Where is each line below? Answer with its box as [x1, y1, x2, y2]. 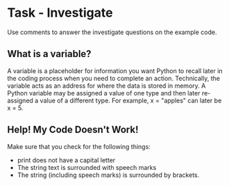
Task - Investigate [7, 5, 113, 21]
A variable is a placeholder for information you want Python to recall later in [7, 66, 223, 75]
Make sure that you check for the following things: [7, 142, 151, 150]
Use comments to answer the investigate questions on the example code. [7, 28, 217, 36]
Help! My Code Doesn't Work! [7, 124, 139, 136]
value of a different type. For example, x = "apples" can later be [40, 96, 222, 104]
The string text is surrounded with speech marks [17, 163, 157, 171]
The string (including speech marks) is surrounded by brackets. [17, 171, 200, 179]
